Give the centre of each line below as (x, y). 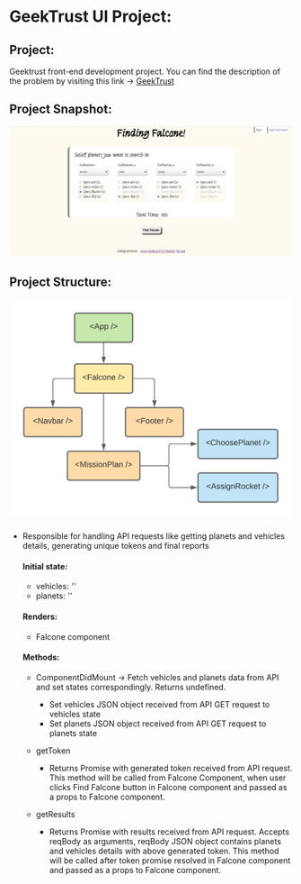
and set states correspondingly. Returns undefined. (131, 687)
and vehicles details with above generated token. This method (164, 851)
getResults (55, 814)
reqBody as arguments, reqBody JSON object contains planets (165, 841)
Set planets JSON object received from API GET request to (158, 724)
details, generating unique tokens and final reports (115, 546)
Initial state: (45, 566)
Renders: (40, 617)
